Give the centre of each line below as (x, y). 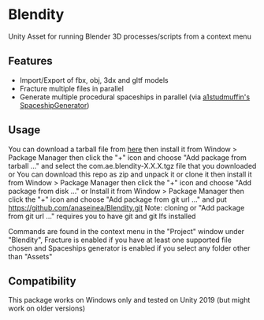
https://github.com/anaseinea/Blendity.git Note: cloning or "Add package (126, 207)
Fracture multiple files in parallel (72, 88)
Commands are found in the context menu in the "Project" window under (126, 231)
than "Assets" (30, 256)
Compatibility (42, 281)
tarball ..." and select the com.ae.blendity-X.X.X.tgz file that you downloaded (132, 166)
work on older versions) (47, 308)
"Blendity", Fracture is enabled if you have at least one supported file (120, 240)
